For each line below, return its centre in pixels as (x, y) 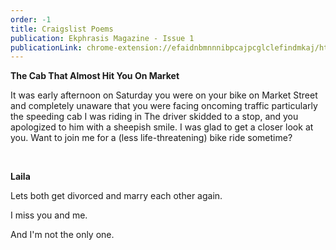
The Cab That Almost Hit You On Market (95, 76)
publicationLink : (46, 47)
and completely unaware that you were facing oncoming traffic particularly (164, 106)
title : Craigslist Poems (62, 29)
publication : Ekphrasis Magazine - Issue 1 (102, 38)
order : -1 (31, 19)
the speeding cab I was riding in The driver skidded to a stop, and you (154, 117)
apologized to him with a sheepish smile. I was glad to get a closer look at (162, 127)
